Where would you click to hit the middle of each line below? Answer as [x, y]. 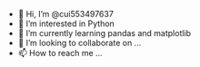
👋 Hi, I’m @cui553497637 [65, 14]
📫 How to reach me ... [60, 53]
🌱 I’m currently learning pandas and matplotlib [105, 33]
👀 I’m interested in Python [66, 24]
